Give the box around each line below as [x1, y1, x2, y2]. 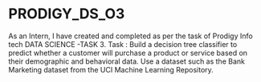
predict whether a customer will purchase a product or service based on [8, 48, 247, 57]
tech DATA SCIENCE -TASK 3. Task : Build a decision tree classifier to [8, 39, 238, 49]
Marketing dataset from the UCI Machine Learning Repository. [8, 64, 214, 74]
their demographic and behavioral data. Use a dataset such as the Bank [8, 57, 245, 66]
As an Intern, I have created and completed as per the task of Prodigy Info [8, 31, 253, 41]
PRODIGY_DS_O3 [8, 5, 125, 23]
